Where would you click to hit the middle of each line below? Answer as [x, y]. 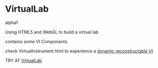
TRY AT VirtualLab [24, 60]
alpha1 [12, 23]
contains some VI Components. [37, 41]
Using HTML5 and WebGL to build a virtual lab [52, 32]
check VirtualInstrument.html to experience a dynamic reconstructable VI [79, 51]
